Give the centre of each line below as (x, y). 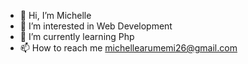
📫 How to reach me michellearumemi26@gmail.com (128, 48)
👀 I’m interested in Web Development (96, 26)
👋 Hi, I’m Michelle (55, 15)
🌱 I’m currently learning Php (77, 36)
